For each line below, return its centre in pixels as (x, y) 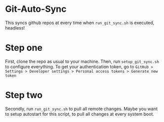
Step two (24, 95)
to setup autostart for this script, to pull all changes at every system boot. (80, 114)
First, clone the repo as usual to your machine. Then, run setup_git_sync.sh (82, 61)
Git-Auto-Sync (36, 9)
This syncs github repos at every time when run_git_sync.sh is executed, (80, 23)
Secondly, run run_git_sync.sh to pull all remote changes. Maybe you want (82, 109)
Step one (24, 48)
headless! (15, 28)
